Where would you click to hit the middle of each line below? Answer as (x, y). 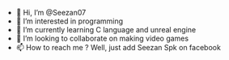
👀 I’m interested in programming (70, 21)
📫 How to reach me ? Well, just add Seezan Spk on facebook (118, 47)
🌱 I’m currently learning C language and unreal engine (106, 30)
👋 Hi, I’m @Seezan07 (51, 13)
